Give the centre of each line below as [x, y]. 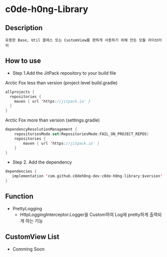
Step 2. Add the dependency [42, 162]
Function [19, 197]
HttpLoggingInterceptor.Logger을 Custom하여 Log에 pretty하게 [84, 214]
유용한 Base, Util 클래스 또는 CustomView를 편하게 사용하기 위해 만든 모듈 [76, 40]
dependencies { [21, 172]
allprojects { [20, 92]
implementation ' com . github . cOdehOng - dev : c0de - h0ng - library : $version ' [87, 176]
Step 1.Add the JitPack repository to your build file [64, 73]
